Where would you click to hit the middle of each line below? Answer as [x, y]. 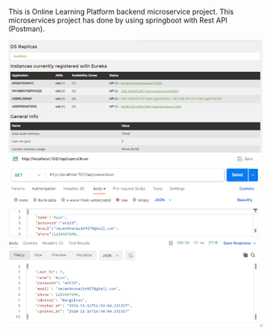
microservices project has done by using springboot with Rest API [118, 20]
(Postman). [27, 29]
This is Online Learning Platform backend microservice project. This [121, 12]
